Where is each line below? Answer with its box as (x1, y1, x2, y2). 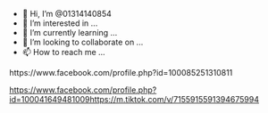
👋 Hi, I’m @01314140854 (21, 9, 112, 19)
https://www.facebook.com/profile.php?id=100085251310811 (9, 68, 233, 77)
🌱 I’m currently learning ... (21, 28, 118, 37)
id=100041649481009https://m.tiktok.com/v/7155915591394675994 (9, 94, 260, 104)
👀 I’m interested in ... (21, 18, 98, 28)
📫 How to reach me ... (21, 47, 105, 57)
